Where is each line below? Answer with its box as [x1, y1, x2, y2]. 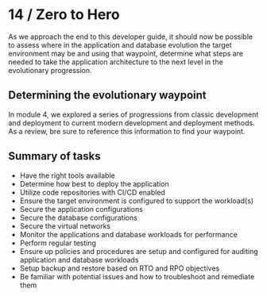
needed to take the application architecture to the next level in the [8, 57, 224, 67]
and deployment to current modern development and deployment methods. [8, 117, 256, 128]
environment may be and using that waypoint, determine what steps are [8, 48, 244, 58]
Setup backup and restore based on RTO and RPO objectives [19, 263, 220, 273]
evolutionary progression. [8, 65, 92, 75]
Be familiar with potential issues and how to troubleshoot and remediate [19, 271, 255, 281]
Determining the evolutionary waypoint [8, 89, 207, 102]
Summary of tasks [8, 149, 101, 163]
